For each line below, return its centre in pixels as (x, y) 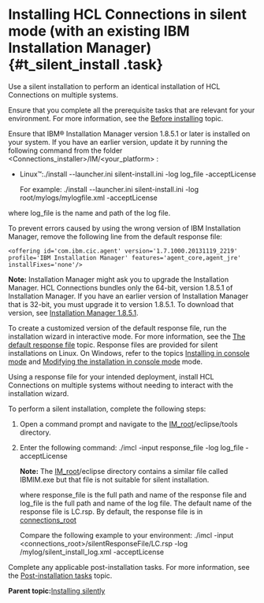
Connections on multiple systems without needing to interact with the (121, 385)
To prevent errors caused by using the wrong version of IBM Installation (125, 228)
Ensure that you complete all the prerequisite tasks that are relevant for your (132, 110)
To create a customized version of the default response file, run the (117, 327)
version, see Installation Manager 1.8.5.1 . (73, 313)
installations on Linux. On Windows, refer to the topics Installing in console (129, 353)
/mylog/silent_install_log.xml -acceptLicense (92, 552)
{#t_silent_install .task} (86, 65)
